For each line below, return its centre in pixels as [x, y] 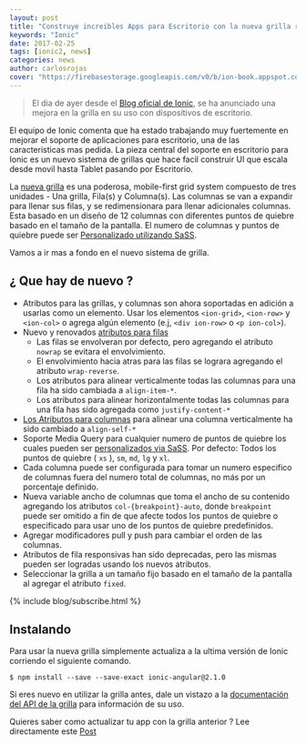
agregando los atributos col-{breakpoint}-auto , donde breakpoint [147, 506]
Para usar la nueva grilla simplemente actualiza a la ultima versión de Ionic [149, 651]
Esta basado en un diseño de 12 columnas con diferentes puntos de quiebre [152, 216]
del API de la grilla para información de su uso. [97, 704]
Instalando [40, 629]
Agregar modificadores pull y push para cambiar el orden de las [142, 535]
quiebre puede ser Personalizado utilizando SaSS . [103, 235]
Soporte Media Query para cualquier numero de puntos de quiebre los [154, 438]
